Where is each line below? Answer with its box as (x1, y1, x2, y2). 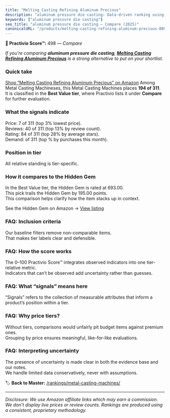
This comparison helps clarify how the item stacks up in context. (5, 196, 140, 202)
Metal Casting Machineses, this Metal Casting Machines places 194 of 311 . (5, 85, 161, 91)
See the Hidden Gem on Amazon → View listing (5, 205, 104, 211)
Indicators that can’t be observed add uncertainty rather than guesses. (5, 270, 153, 276)
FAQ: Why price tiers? (5, 312, 60, 319)
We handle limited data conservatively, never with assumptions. (5, 369, 138, 376)
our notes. (5, 364, 27, 370)
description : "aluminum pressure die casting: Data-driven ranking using (5, 12, 164, 17)
